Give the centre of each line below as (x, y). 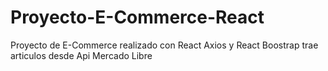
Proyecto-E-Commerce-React (137, 17)
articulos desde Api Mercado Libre (81, 55)
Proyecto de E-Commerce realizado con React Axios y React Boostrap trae (164, 45)
